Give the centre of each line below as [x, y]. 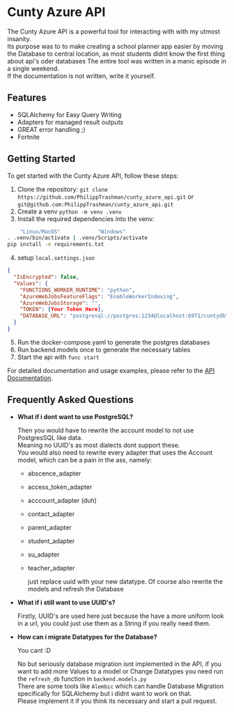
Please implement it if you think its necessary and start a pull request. [117, 701]
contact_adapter [51, 514]
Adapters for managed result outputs [70, 122]
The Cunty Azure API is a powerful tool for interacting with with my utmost [114, 31]
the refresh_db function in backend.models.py [82, 679]
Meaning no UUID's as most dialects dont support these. [99, 445]
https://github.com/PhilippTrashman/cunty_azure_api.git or [105, 197]
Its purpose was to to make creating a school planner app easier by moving [115, 46]
